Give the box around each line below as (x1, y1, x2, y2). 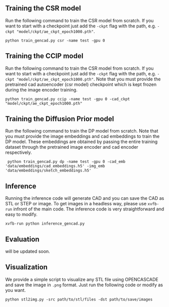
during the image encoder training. (5, 86, 78, 93)
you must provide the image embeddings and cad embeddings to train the (5, 134, 160, 140)
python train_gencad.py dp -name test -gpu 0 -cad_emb (7, 159, 125, 164)
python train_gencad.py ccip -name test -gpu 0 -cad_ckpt (5, 96, 130, 102)
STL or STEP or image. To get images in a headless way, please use (5, 201, 147, 207)
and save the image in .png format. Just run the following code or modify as (5, 282, 163, 288)
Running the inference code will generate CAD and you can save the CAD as (5, 195, 164, 201)
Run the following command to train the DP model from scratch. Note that (5, 128, 158, 134)
